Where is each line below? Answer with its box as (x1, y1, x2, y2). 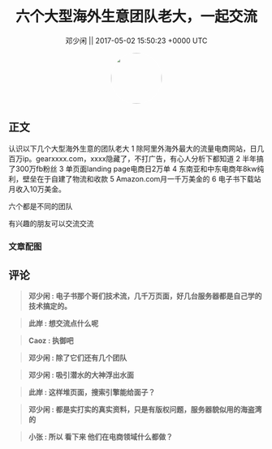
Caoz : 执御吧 (28, 336, 74, 345)
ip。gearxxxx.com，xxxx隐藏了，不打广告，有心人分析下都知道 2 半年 (22, 153, 257, 163)
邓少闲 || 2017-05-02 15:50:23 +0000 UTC (65, 36, 208, 45)
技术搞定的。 (28, 301, 71, 311)
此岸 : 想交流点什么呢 (28, 319, 99, 328)
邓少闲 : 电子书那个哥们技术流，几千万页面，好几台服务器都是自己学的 (28, 291, 262, 301)
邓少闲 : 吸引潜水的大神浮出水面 (28, 370, 135, 380)
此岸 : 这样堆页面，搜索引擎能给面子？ (28, 387, 156, 397)
